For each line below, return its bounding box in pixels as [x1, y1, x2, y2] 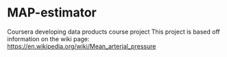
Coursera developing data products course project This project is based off [7, 27, 221, 36]
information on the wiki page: [7, 34, 90, 43]
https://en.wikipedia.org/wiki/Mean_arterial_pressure [7, 42, 156, 50]
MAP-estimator [7, 5, 97, 21]
